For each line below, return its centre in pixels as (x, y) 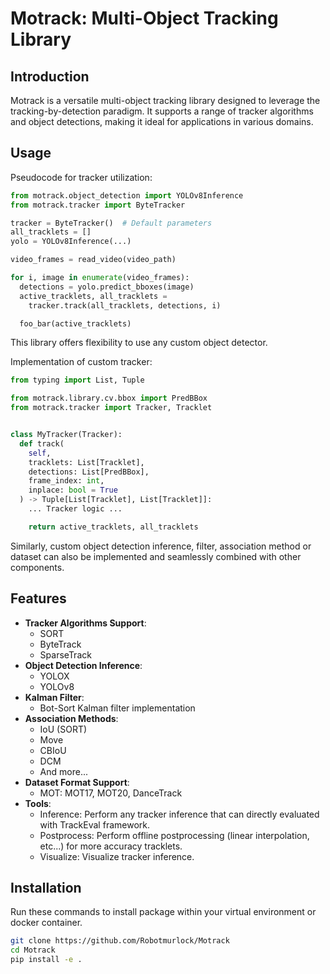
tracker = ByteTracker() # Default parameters (111, 223)
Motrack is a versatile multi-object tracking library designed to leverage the (165, 100)
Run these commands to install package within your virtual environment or (163, 912)
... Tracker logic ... (75, 509)
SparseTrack (65, 654)
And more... (63, 771)
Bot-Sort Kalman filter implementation (117, 708)
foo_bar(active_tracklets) (75, 323)
